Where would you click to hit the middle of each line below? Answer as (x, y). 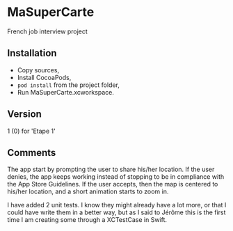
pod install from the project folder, (69, 85)
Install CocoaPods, (44, 77)
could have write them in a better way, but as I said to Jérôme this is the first (116, 212)
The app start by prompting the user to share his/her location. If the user (111, 169)
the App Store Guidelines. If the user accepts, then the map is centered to (113, 184)
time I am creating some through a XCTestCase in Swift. (87, 220)
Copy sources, (38, 70)
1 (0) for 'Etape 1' (31, 131)
